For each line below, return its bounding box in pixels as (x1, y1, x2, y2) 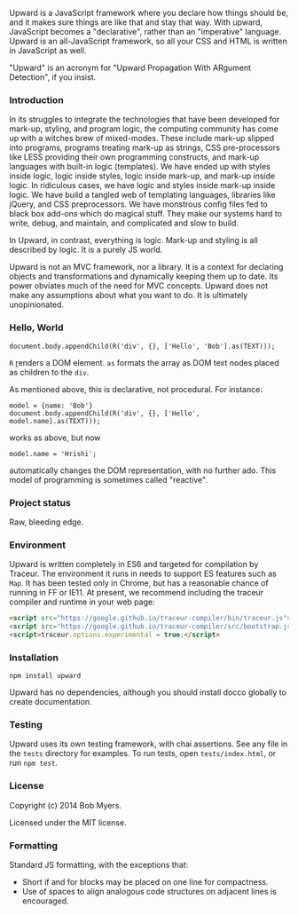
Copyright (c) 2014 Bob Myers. (9, 800, 122, 810)
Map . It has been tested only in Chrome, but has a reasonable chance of (9, 578, 269, 588)
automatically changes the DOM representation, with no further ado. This (9, 465, 277, 476)
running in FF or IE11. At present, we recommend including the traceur (9, 588, 264, 598)
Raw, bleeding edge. (9, 517, 84, 527)
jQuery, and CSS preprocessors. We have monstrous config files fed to (9, 199, 269, 209)
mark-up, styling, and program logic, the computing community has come (9, 123, 279, 134)
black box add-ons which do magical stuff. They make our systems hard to (9, 209, 282, 219)
